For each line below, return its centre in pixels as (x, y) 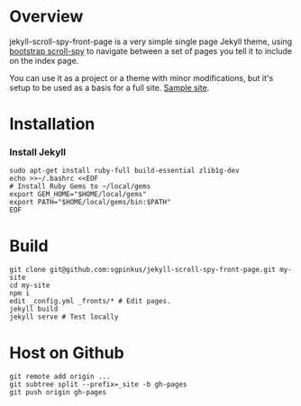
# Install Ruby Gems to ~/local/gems (80, 186)
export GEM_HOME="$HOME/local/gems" (78, 194)
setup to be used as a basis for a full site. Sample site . (109, 87)
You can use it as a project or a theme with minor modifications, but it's (141, 77)
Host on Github (67, 352)
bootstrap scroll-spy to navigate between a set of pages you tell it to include (151, 50)
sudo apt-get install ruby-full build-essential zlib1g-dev (125, 171)
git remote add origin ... (60, 377)
